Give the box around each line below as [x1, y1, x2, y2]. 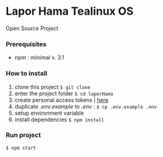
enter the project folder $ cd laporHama [14, 90, 113, 97]
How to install [6, 69, 47, 78]
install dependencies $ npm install [14, 115, 105, 123]
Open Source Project [6, 25, 59, 32]
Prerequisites [6, 40, 47, 48]
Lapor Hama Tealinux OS [6, 4, 134, 18]
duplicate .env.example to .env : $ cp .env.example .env [14, 102, 157, 110]
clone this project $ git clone [14, 83, 91, 90]
